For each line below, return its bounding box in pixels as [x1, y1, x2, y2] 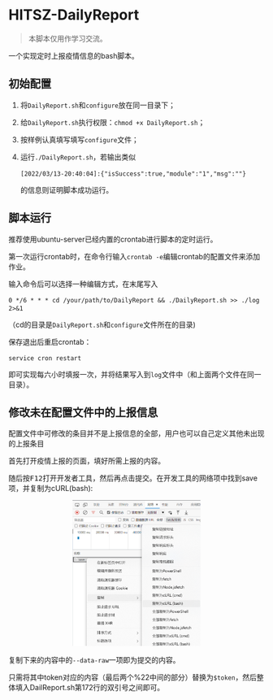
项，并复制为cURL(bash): [8, 484, 93, 493]
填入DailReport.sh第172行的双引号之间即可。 [15, 683, 165, 693]
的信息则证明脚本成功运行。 [19, 185, 114, 194]
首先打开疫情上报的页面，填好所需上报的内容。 [8, 456, 165, 466]
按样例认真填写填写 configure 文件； [19, 134, 140, 144]
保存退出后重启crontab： [8, 337, 92, 346]
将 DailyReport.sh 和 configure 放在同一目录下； [19, 100, 176, 110]
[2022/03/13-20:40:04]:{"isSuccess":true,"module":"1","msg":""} [19, 169, 246, 178]
